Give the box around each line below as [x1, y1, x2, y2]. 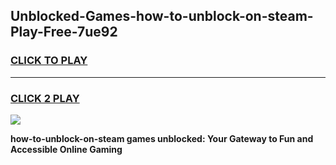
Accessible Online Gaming [10, 143, 123, 155]
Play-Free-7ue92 [10, 24, 118, 41]
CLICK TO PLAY [10, 54, 88, 68]
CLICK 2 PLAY [10, 91, 80, 105]
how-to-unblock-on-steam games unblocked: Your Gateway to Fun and [10, 132, 314, 144]
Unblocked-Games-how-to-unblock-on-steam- [10, 8, 314, 25]
